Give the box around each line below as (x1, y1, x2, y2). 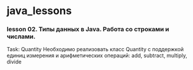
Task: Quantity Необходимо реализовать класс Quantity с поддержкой (6, 46, 184, 53)
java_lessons (6, 4, 72, 18)
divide (6, 58, 22, 65)
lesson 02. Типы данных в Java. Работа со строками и (6, 25, 169, 34)
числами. (6, 32, 36, 41)
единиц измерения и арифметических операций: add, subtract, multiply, (6, 52, 188, 59)
